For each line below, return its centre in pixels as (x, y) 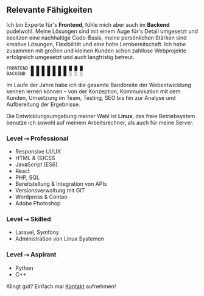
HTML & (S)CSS (35, 158)
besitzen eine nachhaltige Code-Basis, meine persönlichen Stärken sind (97, 37)
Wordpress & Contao (41, 197)
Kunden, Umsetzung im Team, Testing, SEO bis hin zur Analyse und (91, 97)
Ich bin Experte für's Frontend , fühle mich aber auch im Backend (88, 24)
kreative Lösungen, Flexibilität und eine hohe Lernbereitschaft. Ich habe (96, 44)
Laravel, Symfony (37, 232)
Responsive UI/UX (38, 152)
